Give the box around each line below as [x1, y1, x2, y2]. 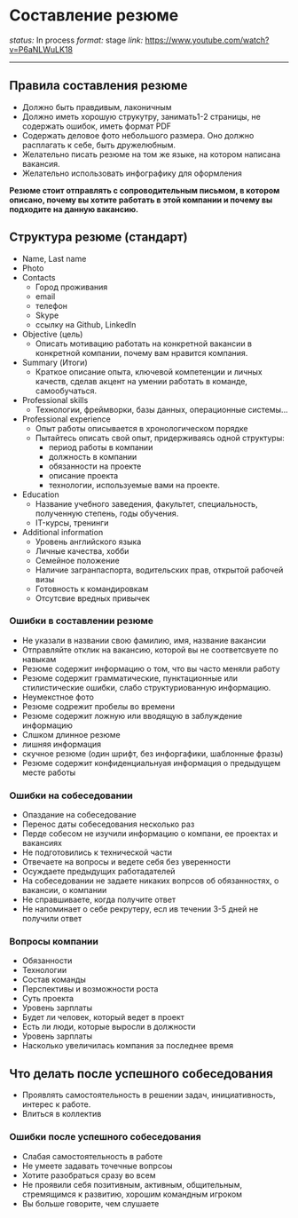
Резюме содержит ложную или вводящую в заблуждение [21, 710, 243, 721]
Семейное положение [35, 555, 120, 565]
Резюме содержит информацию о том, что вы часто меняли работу [21, 663, 281, 674]
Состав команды [21, 974, 87, 985]
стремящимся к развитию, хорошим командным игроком [21, 1189, 242, 1199]
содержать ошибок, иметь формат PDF [21, 121, 171, 131]
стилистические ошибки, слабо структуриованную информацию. [21, 682, 271, 692]
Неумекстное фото [21, 692, 95, 702]
